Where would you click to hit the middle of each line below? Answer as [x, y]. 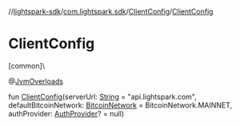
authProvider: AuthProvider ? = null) [66, 113]
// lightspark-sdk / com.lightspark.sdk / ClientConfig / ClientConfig [111, 12]
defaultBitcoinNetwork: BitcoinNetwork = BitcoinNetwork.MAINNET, [120, 105]
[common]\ [27, 65]
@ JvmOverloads [36, 81]
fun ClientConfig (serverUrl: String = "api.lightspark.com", [103, 96]
